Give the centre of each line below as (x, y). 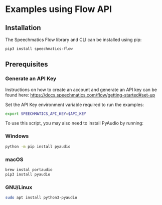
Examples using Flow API (58, 9)
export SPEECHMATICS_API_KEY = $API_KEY (46, 113)
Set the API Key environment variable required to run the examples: (75, 104)
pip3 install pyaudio (28, 174)
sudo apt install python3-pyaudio (41, 197)
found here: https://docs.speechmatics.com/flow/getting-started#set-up (80, 95)
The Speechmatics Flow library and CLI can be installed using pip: (73, 39)
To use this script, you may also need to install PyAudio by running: (74, 123)
